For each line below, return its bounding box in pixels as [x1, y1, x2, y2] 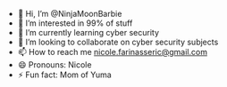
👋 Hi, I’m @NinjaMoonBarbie [17, 9, 122, 19]
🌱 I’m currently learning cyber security [17, 28, 159, 37]
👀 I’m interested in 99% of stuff [17, 18, 133, 28]
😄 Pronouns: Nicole [17, 59, 92, 70]
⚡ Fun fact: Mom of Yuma [17, 69, 112, 80]
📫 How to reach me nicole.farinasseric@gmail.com [17, 47, 208, 57]
